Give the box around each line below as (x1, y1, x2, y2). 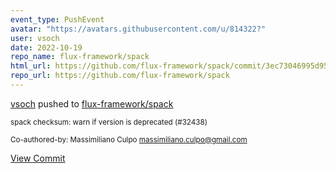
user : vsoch (10, 33, 60, 43)
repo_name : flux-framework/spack (10, 52, 150, 62)
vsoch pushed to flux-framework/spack (10, 97, 174, 110)
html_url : (10, 61, 52, 71)
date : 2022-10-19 (10, 42, 83, 53)
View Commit (10, 152, 66, 164)
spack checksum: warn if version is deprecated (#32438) (10, 117, 208, 127)
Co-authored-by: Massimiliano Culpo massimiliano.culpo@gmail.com (10, 134, 248, 145)
